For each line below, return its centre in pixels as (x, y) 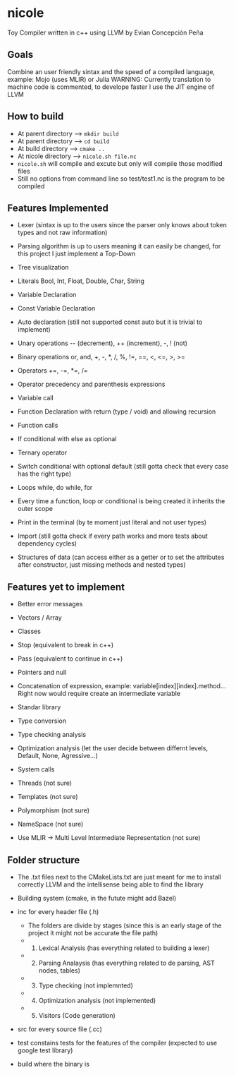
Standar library (39, 707)
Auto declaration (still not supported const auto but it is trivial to (110, 322)
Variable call (36, 398)
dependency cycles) (47, 543)
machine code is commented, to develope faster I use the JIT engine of (111, 87)
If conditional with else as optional (67, 439)
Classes (29, 631)
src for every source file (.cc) (60, 1029)
